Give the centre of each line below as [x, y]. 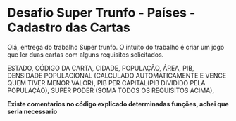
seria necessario [32, 111]
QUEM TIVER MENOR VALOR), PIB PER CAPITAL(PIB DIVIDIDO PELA [106, 83]
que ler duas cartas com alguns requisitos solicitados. [86, 55]
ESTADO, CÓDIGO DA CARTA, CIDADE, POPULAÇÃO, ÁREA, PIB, [101, 68]
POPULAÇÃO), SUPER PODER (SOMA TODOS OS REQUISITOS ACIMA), [111, 90]
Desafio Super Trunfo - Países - [101, 13]
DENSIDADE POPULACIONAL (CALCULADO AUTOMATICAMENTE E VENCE [117, 76]
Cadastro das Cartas [69, 28]
